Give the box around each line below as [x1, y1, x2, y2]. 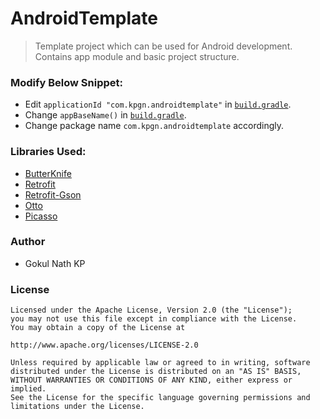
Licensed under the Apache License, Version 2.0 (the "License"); [10, 305, 293, 316]
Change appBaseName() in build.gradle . [24, 109, 187, 121]
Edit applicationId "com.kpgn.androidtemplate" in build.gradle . [24, 98, 292, 111]
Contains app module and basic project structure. [34, 50, 240, 62]
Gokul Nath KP [24, 257, 86, 269]
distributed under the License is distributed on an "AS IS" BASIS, [10, 367, 302, 377]
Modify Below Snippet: [10, 75, 124, 89]
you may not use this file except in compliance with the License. [10, 314, 298, 324]
